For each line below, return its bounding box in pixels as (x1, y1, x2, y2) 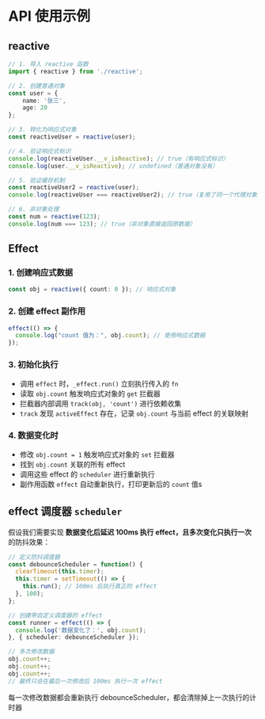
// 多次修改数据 (8, 648, 55, 656)
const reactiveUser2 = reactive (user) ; (8, 184, 140, 192)
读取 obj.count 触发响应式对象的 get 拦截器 (19, 389, 161, 398)
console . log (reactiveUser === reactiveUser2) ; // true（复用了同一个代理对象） (8, 191, 263, 199)
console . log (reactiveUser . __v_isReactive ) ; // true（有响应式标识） (8, 154, 229, 162)
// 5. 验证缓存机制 (8, 176, 66, 185)
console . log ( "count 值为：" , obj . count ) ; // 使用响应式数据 (15, 332, 206, 340)
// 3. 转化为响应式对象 (8, 126, 78, 134)
